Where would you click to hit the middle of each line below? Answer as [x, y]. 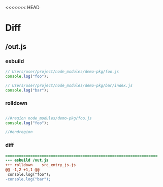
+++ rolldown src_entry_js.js [41, 165]
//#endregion [19, 132]
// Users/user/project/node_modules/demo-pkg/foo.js [62, 71]
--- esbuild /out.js [27, 160]
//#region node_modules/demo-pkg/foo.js [49, 118]
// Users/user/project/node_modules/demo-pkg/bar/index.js [69, 85]
